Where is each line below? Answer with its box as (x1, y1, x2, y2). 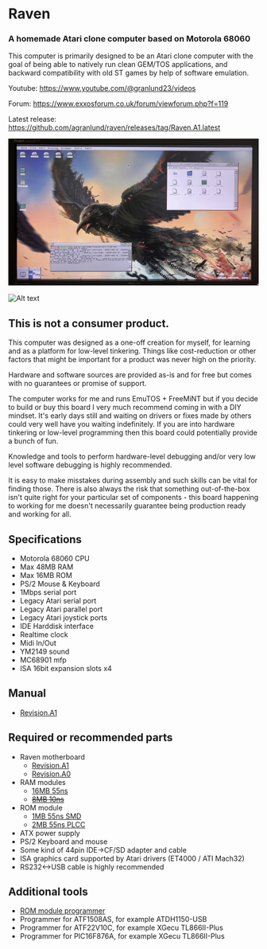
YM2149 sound (19, 646, 70, 656)
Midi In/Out (19, 638, 57, 647)
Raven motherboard (19, 752, 86, 761)
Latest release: (8, 115, 57, 124)
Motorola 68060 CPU (19, 553, 90, 563)
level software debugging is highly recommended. (8, 460, 172, 470)
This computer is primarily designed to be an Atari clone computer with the (8, 51, 253, 61)
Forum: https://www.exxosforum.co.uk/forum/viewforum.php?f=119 (8, 99, 229, 108)
